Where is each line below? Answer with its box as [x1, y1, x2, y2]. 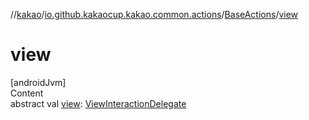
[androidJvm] [10, 76, 67, 88]
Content [10, 87, 44, 99]
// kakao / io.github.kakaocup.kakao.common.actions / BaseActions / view [10, 9, 299, 20]
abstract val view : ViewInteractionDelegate [10, 97, 187, 109]
